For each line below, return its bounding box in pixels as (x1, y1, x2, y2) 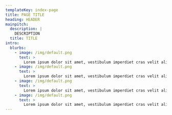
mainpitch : (5, 21, 29, 27)
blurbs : (10, 45, 27, 50)
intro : (5, 41, 19, 46)
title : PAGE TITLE (5, 12, 45, 17)
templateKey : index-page (5, 7, 58, 13)
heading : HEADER (5, 17, 40, 22)
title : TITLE (10, 36, 38, 41)
